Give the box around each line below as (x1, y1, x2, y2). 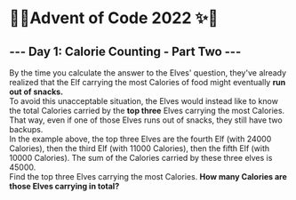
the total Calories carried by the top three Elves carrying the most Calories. (9, 106, 285, 116)
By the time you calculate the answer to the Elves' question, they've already (9, 68, 287, 78)
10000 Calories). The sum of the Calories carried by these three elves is (9, 153, 273, 163)
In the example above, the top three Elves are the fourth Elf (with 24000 (9, 133, 272, 144)
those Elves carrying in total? (9, 181, 120, 191)
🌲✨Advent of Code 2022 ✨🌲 (9, 8, 219, 28)
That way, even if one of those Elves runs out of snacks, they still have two (9, 115, 283, 125)
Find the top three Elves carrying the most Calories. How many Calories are (9, 172, 287, 181)
